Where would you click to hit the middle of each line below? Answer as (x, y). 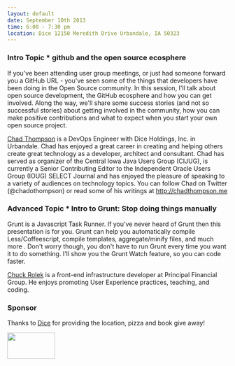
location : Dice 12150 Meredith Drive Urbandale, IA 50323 (93, 33)
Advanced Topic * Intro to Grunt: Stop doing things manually (112, 209)
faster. (16, 261)
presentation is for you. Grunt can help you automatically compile (101, 231)
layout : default (31, 14)
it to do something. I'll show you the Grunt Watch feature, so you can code (114, 253)
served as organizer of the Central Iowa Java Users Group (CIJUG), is (108, 161)
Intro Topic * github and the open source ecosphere (97, 58)
